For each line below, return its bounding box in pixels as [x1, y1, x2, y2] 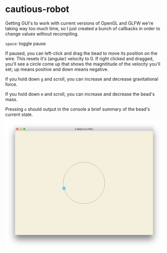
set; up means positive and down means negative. [5, 66, 109, 72]
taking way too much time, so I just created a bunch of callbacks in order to [5, 25, 160, 31]
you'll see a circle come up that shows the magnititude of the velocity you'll [5, 61, 161, 67]
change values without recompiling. [5, 31, 79, 37]
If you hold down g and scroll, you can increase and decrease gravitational [5, 76, 158, 82]
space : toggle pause [5, 40, 46, 46]
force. [5, 81, 17, 87]
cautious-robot [5, 4, 69, 15]
